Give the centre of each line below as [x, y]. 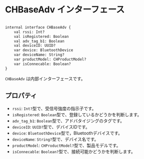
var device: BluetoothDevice [44, 50]
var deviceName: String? [39, 55]
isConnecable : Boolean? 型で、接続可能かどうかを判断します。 [74, 151]
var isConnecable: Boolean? [42, 64]
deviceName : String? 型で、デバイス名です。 [55, 139]
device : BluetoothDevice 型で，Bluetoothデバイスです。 [67, 133]
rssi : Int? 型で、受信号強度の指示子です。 [54, 108]
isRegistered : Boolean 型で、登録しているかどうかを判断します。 [77, 114]
